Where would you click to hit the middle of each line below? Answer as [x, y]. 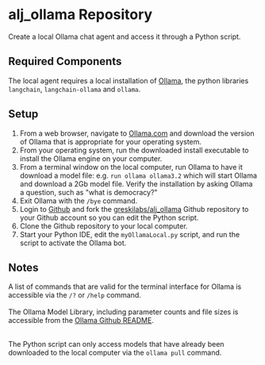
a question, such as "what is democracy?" [88, 192]
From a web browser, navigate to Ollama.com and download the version [137, 133]
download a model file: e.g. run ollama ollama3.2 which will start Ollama [138, 175]
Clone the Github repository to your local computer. [104, 226]
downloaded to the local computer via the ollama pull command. [115, 353]
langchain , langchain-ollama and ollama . [75, 89]
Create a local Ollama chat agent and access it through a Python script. [125, 36]
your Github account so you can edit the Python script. [109, 217]
